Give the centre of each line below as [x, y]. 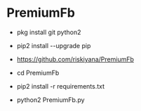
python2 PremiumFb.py [51, 100]
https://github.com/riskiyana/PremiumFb [75, 59]
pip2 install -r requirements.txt [61, 86]
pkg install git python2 [49, 32]
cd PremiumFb [38, 73]
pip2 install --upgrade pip [54, 45]
